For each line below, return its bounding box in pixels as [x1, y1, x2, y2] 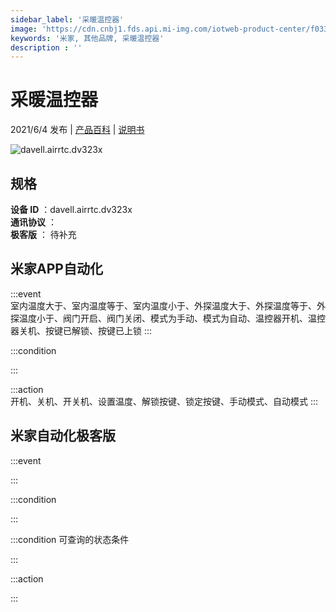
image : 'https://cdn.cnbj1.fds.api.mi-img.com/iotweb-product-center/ [10, 24, 311, 34]
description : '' [10, 42, 83, 53]
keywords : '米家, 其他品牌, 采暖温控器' [10, 33, 165, 43]
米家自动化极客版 [10, 427, 116, 445]
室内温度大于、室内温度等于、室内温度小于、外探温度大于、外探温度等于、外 [10, 299, 326, 311]
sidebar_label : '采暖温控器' [10, 14, 125, 25]
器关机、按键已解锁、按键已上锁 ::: [10, 324, 153, 336]
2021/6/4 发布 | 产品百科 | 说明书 [10, 124, 145, 136]
